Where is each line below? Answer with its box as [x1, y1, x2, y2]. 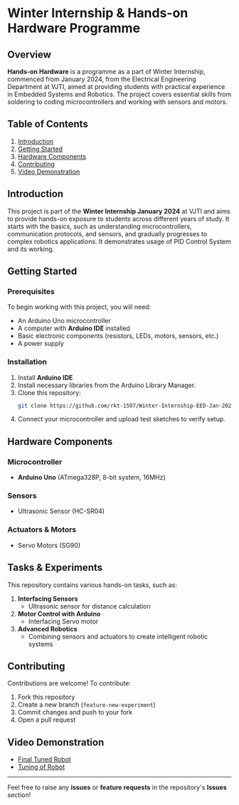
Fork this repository [17, 693, 75, 702]
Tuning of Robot [17, 763, 65, 772]
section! [7, 791, 31, 799]
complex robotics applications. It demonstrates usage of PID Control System [7, 237, 231, 246]
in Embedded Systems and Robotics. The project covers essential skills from [7, 90, 232, 98]
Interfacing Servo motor [28, 617, 99, 626]
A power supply [17, 340, 64, 348]
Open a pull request [17, 715, 76, 724]
